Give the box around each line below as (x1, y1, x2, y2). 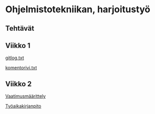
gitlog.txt (5, 55, 25, 61)
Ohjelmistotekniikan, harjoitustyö (5, 4, 151, 15)
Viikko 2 (5, 79, 32, 88)
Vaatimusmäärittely (5, 93, 46, 99)
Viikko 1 (5, 41, 31, 50)
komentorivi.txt (5, 65, 37, 71)
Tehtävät (5, 24, 34, 33)
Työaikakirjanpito (5, 103, 41, 109)
